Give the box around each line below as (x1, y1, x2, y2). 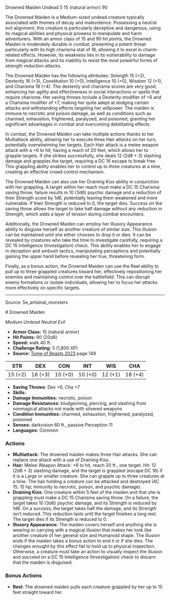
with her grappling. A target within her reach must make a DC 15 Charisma (5, 184, 160, 190)
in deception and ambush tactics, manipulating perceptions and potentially (5, 248, 161, 254)
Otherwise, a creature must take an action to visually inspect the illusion (12, 549, 163, 555)
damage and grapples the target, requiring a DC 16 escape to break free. (5, 158, 157, 164)
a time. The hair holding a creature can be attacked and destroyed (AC (12, 479, 160, 485)
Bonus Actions (5, 572, 42, 579)
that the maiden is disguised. (12, 559, 73, 565)
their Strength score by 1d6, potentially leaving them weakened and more (5, 195, 158, 201)
